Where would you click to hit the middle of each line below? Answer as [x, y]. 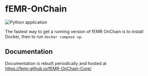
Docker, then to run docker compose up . [44, 37]
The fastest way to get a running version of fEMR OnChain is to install [74, 31]
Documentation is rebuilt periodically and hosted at [56, 63]
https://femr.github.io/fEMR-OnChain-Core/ [48, 68]
